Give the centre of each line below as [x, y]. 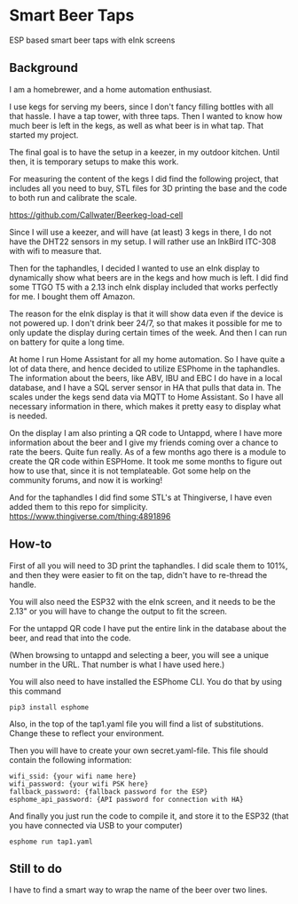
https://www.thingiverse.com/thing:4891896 [90, 516]
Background [43, 68]
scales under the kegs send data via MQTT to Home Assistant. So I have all [146, 397]
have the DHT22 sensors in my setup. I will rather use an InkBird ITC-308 [143, 242]
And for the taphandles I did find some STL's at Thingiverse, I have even [141, 497]
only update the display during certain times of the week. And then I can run [148, 332]
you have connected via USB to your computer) [96, 825]
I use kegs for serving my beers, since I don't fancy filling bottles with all [141, 107]
